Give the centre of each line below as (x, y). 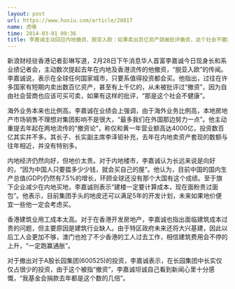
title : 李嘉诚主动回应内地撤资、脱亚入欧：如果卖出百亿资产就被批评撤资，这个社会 (112, 40)
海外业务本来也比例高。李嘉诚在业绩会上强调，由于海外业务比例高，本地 (111, 111)
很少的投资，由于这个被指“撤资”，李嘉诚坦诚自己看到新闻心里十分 (114, 269)
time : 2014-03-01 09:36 (42, 33)
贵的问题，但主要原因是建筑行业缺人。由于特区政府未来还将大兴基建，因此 (114, 228)
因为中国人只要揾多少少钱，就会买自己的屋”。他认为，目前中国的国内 (122, 170)
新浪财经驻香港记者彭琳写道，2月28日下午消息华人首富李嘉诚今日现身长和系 (117, 61)
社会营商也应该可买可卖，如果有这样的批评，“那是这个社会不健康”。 (111, 96)
